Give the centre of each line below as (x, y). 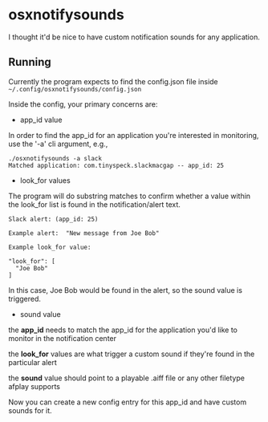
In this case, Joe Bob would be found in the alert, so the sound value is (126, 290)
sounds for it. (30, 410)
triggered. (25, 298)
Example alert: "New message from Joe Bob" (84, 233)
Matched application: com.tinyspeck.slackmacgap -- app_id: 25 (116, 165)
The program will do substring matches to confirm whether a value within (130, 196)
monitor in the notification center (63, 338)
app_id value (41, 120)
